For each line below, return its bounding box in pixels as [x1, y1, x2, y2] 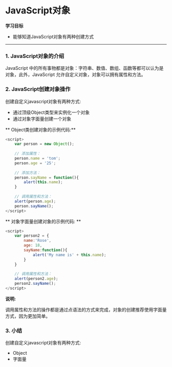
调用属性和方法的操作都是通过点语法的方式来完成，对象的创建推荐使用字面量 [5, 306, 167, 313]
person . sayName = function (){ [14, 175, 79, 180]
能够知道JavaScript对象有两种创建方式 [12, 33, 94, 40]
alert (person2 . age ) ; [14, 276, 58, 281]
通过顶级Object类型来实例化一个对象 [12, 109, 90, 115]
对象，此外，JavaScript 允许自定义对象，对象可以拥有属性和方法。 [5, 71, 146, 78]
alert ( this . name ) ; [24, 180, 63, 185]
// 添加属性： [14, 151, 41, 157]
